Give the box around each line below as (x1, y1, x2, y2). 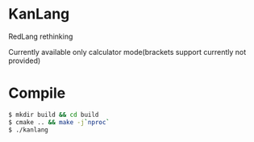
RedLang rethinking (8, 31, 73, 41)
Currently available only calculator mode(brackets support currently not (8, 47, 247, 56)
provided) (8, 56, 41, 65)
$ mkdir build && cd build (8, 111, 99, 119)
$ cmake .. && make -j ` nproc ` (8, 118, 110, 126)
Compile (8, 84, 66, 102)
